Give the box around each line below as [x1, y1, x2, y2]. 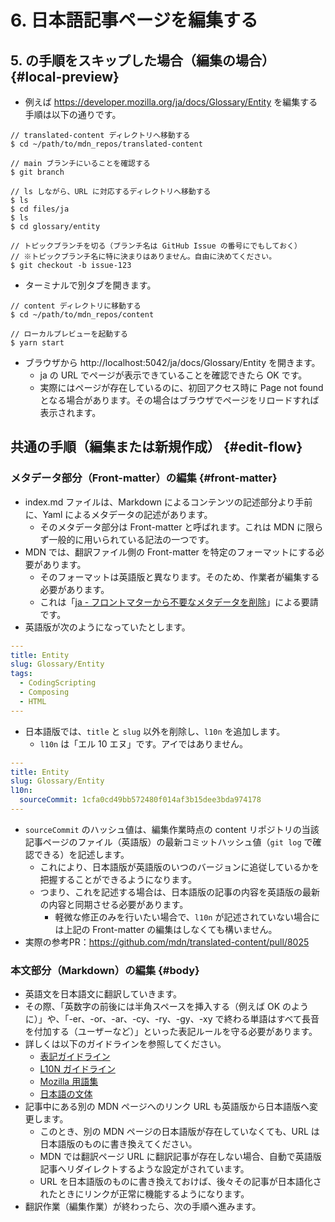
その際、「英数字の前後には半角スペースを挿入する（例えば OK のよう [24, 1001, 310, 1013]
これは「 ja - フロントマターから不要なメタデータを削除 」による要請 [39, 596, 319, 608]
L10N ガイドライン [39, 1063, 116, 1075]
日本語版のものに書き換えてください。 [39, 1138, 198, 1150]
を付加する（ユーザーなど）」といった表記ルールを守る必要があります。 [24, 1026, 318, 1038]
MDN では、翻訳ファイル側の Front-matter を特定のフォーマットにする [24, 546, 316, 558]
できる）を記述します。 [33, 848, 130, 860]
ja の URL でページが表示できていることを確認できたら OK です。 [39, 369, 308, 381]
